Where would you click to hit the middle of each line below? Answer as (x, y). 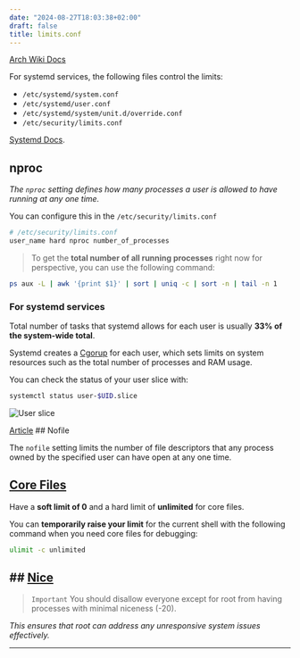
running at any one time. (54, 199)
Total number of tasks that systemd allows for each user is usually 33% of (146, 326)
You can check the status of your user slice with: (99, 379)
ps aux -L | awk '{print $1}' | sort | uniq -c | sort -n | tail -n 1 (143, 283)
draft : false (33, 26)
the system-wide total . (52, 336)
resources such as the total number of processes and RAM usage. (131, 362)
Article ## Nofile (39, 430)
